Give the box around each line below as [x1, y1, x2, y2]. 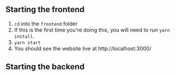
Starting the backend [5, 62, 85, 72]
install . [14, 32, 35, 40]
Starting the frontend [5, 5, 85, 15]
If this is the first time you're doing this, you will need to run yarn [14, 26, 170, 33]
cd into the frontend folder [14, 20, 78, 27]
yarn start [14, 40, 41, 45]
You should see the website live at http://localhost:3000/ [14, 45, 151, 52]
